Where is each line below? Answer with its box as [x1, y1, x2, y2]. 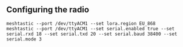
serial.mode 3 [6, 36, 42, 42]
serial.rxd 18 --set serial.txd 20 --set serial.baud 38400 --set [6, 31, 178, 37]
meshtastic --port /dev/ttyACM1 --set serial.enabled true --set [6, 26, 175, 32]
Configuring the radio [6, 5, 90, 15]
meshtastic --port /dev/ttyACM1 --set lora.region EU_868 [6, 20, 156, 26]
